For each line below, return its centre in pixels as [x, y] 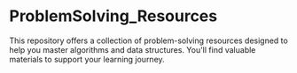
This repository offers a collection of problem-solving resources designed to [148, 40]
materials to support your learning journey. [87, 59]
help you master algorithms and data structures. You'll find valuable [133, 49]
